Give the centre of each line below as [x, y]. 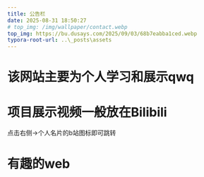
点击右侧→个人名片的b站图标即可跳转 [62, 133]
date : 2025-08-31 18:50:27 [47, 20]
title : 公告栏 [26, 14]
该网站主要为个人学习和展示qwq [101, 77]
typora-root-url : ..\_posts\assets [60, 40]
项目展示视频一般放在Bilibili [87, 112]
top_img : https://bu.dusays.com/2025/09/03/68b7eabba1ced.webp [102, 33]
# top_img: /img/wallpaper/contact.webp [68, 27]
